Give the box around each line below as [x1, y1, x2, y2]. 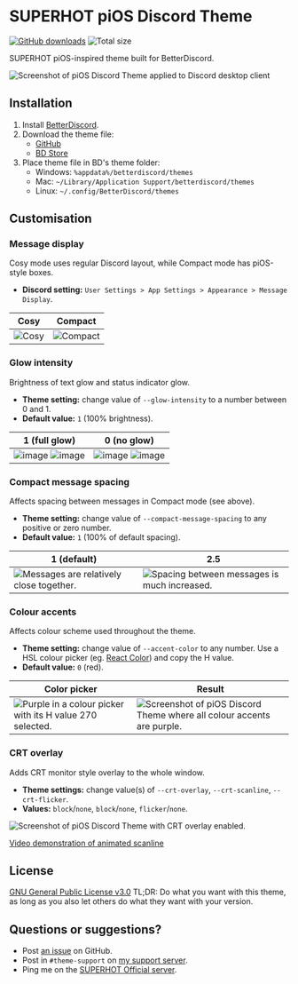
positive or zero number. [21, 522, 112, 534]
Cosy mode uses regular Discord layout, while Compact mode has [9, 258, 251, 268]
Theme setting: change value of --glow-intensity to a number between [21, 393, 287, 405]
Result [196, 683, 224, 695]
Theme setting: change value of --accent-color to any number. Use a [21, 643, 279, 654]
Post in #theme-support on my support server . [21, 955, 188, 965]
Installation [9, 96, 73, 111]
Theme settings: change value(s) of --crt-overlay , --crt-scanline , [21, 784, 271, 795]
